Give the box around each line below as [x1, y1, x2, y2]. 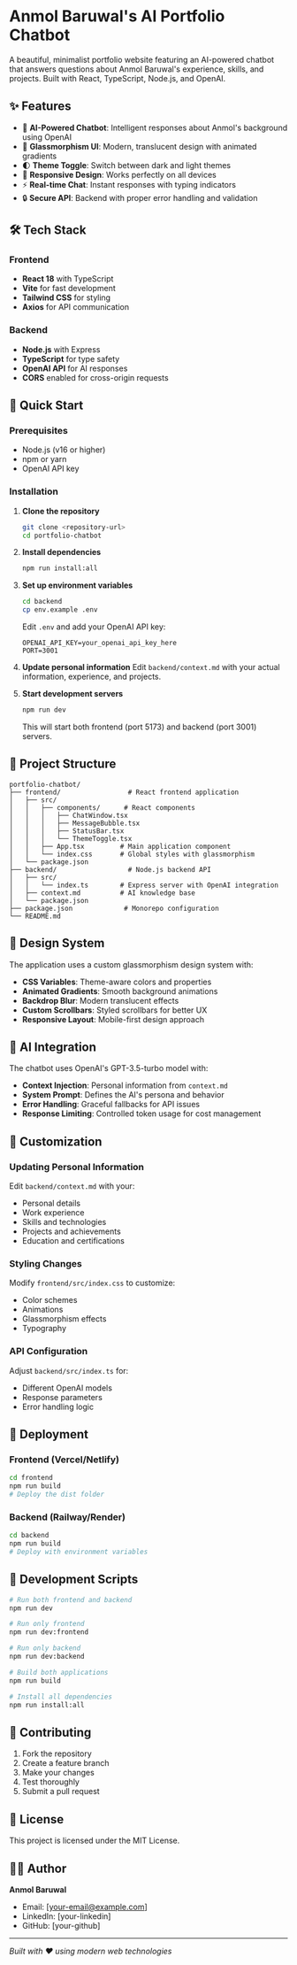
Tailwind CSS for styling [21, 292, 111, 303]
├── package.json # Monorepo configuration [9, 904, 219, 913]
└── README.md [9, 912, 62, 921]
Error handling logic [21, 1401, 95, 1412]
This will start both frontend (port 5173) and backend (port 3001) [21, 721, 257, 732]
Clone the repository [21, 505, 100, 516]
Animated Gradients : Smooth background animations [21, 985, 218, 997]
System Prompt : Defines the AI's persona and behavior [21, 1090, 225, 1100]
